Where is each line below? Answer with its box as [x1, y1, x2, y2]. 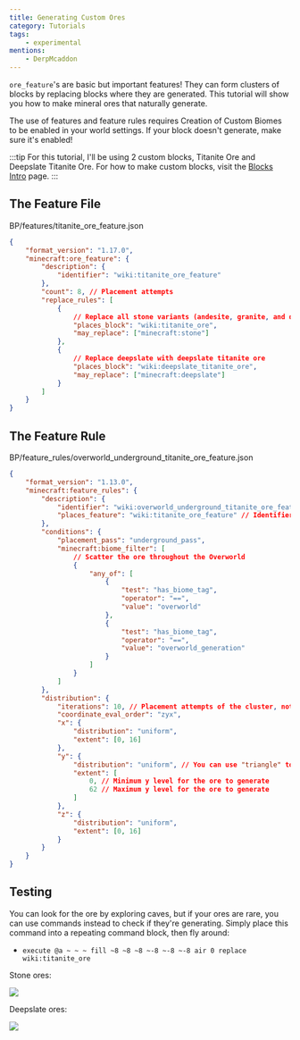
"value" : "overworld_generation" [121, 644, 246, 653]
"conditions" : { [41, 528, 102, 537]
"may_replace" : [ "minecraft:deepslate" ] [72, 370, 226, 380]
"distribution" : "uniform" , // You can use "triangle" [72, 760, 281, 769]
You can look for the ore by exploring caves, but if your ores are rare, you [9, 908, 279, 918]
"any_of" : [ [88, 569, 134, 578]
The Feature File [9, 197, 101, 212]
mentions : [9, 46, 46, 55]
